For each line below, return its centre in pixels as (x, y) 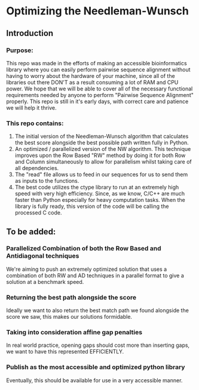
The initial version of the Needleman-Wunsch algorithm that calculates (102, 137)
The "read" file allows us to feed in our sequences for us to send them (101, 174)
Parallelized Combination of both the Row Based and (84, 249)
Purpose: (20, 50)
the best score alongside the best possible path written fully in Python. (102, 143)
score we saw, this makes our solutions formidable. (69, 317)
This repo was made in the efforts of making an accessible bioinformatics (97, 63)
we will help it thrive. (31, 108)
